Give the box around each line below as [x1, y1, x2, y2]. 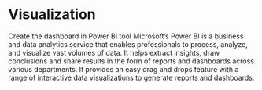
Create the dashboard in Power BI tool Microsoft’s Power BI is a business [8, 31, 244, 41]
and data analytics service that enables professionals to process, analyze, [8, 39, 248, 49]
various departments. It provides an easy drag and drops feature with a [8, 64, 239, 74]
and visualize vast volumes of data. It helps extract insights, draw [8, 48, 220, 57]
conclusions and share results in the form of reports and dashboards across [8, 56, 254, 66]
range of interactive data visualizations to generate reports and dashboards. [8, 73, 255, 82]
